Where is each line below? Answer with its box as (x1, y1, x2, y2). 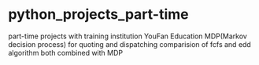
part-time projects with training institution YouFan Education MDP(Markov (8, 31, 248, 41)
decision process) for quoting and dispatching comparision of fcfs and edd (8, 39, 252, 49)
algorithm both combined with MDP (8, 48, 124, 57)
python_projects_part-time (8, 5, 189, 23)
